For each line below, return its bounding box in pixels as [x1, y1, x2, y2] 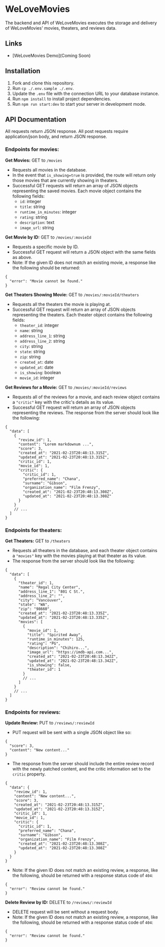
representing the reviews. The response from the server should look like [12, 409, 160, 416]
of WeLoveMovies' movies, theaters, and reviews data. [5, 25, 117, 31]
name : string [19, 327, 43, 333]
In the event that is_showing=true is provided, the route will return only [12, 172, 156, 178]
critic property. [12, 771, 46, 777]
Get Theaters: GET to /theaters [5, 538, 71, 544]
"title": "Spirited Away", [27, 632, 83, 637]
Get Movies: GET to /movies [5, 157, 63, 163]
